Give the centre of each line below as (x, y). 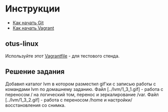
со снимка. (53, 105)
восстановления (23, 105)
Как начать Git (28, 23)
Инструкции (33, 9)
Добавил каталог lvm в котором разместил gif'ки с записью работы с (81, 84)
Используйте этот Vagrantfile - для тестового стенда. (63, 56)
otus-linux (22, 44)
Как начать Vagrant (33, 28)
